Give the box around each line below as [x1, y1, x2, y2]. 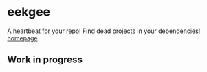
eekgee [7, 4, 51, 20]
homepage [7, 34, 38, 42]
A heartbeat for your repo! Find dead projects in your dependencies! [7, 27, 201, 35]
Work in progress [7, 54, 83, 66]
